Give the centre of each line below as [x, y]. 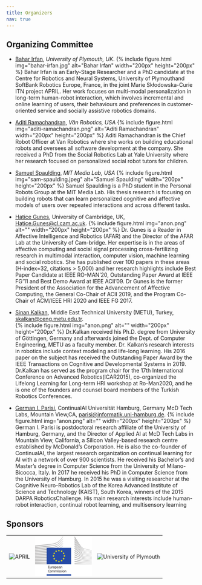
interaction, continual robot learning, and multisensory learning [108, 505]
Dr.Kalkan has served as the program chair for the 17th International [99, 371]
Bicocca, [26, 473]
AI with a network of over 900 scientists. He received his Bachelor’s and [105, 460]
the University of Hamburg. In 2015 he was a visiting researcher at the [102, 479]
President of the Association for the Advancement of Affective [93, 288]
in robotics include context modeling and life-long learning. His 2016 [100, 351]
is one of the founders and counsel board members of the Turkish [97, 390]
